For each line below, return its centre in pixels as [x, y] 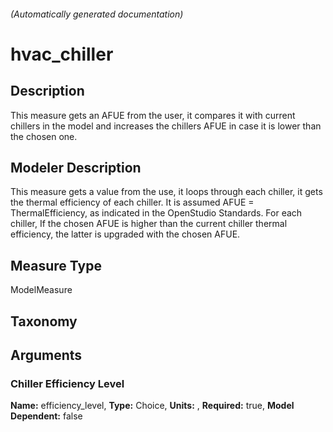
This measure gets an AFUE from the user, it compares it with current [153, 115]
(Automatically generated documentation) [97, 14]
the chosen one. [44, 136]
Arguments [46, 355]
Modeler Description [76, 167]
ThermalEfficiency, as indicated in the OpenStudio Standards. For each [156, 213]
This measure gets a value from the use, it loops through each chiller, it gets [166, 192]
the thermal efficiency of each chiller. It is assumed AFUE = [132, 202]
